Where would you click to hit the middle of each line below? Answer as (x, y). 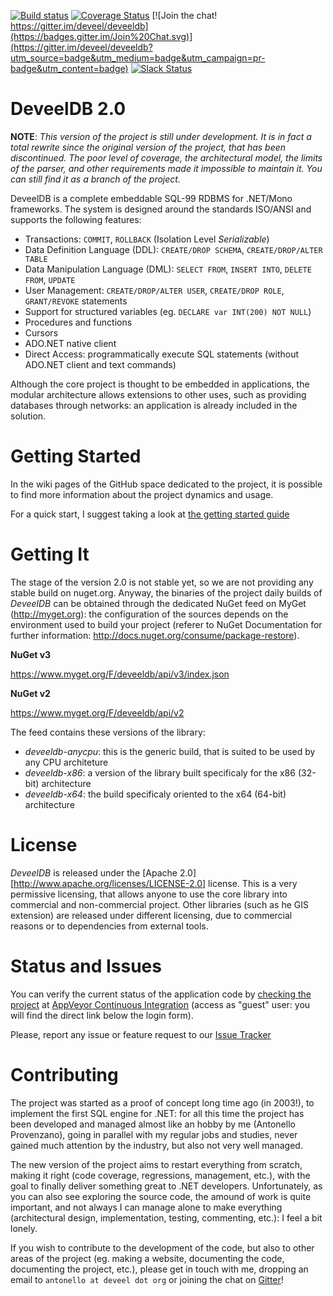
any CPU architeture (66, 762)
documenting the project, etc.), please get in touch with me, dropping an (159, 1269)
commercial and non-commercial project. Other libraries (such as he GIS (159, 904)
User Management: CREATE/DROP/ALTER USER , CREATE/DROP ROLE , (154, 290)
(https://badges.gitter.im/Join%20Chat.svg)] (101, 36)
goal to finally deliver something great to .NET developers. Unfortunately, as (166, 1186)
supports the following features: (76, 219)
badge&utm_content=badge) (69, 68)
